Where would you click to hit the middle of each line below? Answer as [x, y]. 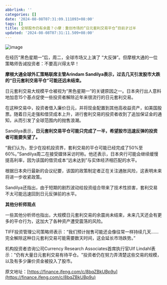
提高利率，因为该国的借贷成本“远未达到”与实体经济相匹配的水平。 [73, 160]
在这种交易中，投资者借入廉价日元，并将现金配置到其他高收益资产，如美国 [81, 108]
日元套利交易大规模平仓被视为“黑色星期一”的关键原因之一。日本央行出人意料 [83, 91]
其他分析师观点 [20, 204]
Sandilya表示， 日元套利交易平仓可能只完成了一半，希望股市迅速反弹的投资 [82, 131]
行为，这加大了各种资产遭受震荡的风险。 [64, 221]
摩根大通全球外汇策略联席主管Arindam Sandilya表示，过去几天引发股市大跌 [83, 74]
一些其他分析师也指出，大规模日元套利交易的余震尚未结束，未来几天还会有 [81, 215]
